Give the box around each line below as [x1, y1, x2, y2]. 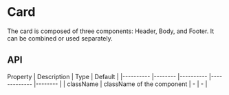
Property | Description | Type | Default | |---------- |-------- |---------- [7, 72, 208, 81]
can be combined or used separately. [7, 34, 113, 42]
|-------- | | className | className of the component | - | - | [33, 80, 208, 88]
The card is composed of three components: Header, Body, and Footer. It [7, 27, 215, 35]
